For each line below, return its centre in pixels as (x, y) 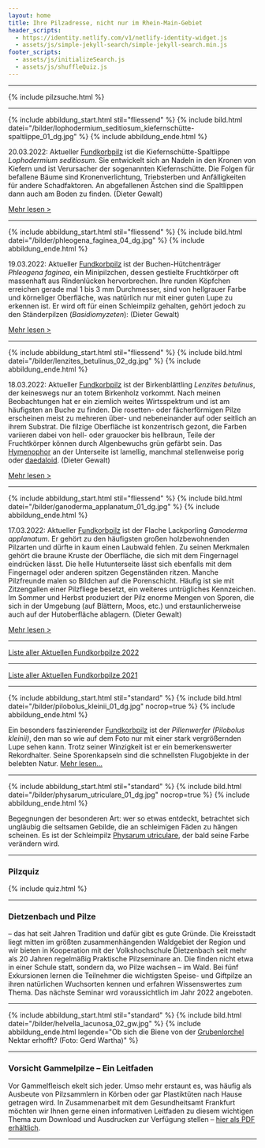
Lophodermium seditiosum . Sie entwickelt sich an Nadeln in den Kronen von (132, 160)
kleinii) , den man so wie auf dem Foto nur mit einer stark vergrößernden (125, 738)
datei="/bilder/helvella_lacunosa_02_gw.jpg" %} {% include (105, 1024)
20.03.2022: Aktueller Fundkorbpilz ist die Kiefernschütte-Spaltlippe (119, 152)
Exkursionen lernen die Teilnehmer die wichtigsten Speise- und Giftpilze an (130, 976)
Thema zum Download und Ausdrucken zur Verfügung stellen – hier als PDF (132, 1119)
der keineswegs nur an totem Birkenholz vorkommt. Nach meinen (114, 393)
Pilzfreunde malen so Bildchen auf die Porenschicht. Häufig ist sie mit (121, 580)
